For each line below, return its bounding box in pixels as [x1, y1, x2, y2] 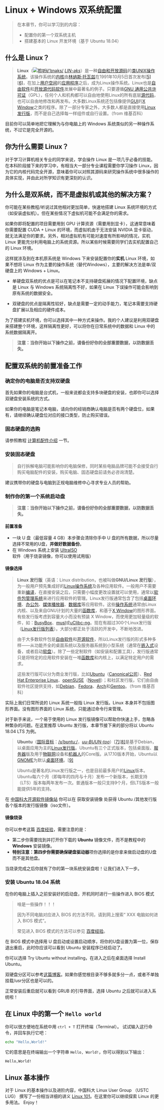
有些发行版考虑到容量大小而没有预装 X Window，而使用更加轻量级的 [17, 614, 155, 619]
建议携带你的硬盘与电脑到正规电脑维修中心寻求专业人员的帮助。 [5, 479, 133, 485]
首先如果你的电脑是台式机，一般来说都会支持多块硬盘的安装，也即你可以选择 [5, 389, 159, 396]
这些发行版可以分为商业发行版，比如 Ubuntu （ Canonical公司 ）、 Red [17, 671, 152, 677]
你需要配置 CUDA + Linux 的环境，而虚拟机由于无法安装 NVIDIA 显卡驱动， [5, 227, 155, 233]
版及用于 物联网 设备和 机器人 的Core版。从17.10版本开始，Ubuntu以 [25, 751, 158, 757]
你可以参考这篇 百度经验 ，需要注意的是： [5, 826, 88, 832]
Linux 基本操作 [5, 1073, 50, 1082]
